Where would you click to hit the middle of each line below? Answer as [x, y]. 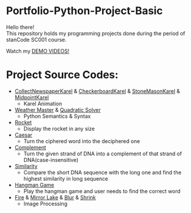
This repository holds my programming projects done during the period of [96, 33]
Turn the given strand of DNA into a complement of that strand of [103, 154]
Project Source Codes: [62, 75]
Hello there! [20, 27]
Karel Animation [43, 104]
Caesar [23, 135]
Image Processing [45, 204]
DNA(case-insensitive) [51, 159]
